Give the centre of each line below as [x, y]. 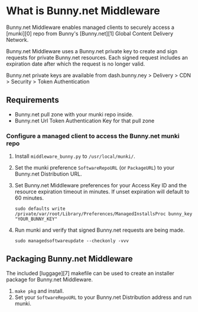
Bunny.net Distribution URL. [48, 174]
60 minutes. [29, 198]
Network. [17, 40]
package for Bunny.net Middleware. [50, 279]
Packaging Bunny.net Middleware [69, 259]
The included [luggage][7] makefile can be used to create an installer [90, 273]
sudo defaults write [40, 209]
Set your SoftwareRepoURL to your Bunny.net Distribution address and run [103, 297]
